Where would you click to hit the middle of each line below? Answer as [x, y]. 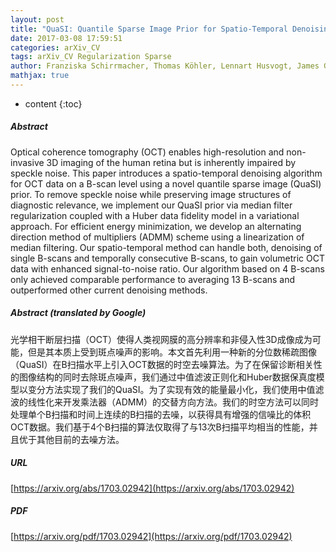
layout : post [37, 19]
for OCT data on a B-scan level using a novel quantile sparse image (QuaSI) [166, 183]
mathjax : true [40, 76]
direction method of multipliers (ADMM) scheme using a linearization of [157, 237]
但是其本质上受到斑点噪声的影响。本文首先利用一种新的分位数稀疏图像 [172, 352]
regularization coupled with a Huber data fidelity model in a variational [155, 215]
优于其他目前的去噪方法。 [71, 439]
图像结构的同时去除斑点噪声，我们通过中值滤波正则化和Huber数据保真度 [167, 377]
